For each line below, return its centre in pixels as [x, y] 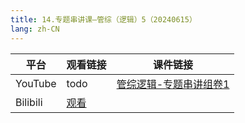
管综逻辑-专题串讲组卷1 [173, 84]
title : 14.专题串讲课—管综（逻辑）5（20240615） [103, 19]
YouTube [36, 83]
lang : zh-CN [35, 29]
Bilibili [29, 102]
